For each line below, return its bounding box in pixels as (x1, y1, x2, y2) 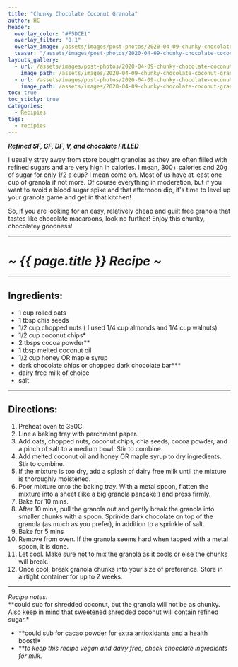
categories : (8, 103, 43, 110)
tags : (8, 115, 24, 122)
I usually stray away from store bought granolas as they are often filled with (8, 155, 227, 163)
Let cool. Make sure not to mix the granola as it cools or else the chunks (18, 550, 228, 559)
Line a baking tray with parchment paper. (18, 429, 138, 439)
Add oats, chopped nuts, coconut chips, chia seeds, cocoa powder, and (18, 437, 228, 446)
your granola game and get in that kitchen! (8, 192, 131, 202)
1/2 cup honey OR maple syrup (18, 354, 108, 362)
